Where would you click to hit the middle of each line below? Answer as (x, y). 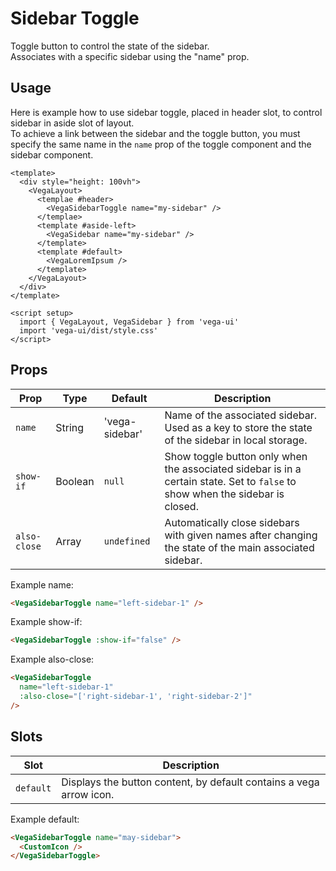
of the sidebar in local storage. (236, 440)
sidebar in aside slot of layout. (72, 123)
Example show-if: (46, 622)
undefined (127, 541)
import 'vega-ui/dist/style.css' (89, 330)
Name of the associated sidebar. (240, 415)
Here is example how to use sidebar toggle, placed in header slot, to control (166, 112)
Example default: (45, 819)
